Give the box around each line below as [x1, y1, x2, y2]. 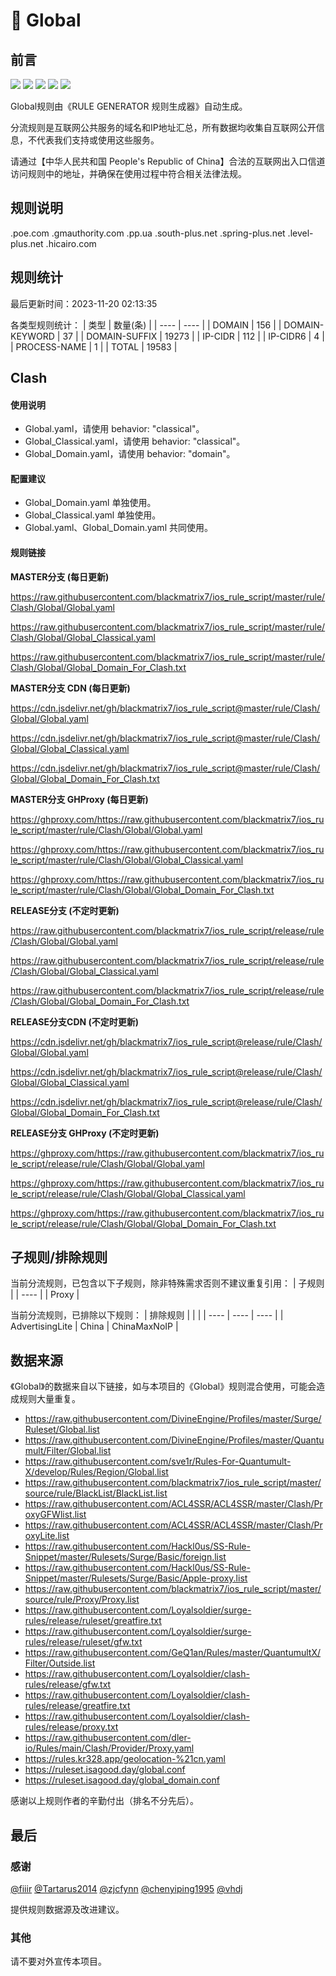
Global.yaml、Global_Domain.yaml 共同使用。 [24, 522, 213, 534]
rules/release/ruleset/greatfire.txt [24, 1615, 162, 1627]
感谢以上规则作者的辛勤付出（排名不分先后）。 [10, 1795, 199, 1807]
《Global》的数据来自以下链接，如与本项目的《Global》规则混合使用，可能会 [10, 1380, 317, 1393]
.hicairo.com [45, 237, 97, 249]
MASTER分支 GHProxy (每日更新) [10, 793, 149, 805]
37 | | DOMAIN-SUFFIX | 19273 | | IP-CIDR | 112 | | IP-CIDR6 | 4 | [62, 330, 325, 342]
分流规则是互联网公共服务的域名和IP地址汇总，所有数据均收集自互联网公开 [10, 122, 317, 133]
